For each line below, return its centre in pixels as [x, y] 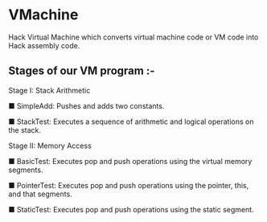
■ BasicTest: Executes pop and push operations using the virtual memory [130, 161]
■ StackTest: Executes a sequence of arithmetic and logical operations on [131, 121]
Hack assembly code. [44, 45]
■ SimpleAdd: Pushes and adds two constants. [86, 105]
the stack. [25, 129]
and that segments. [40, 194]
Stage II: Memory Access [50, 146]
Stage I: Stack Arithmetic [49, 90]
